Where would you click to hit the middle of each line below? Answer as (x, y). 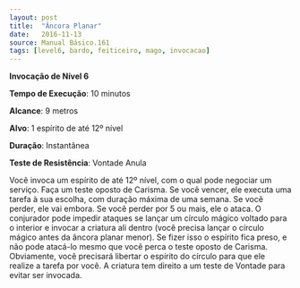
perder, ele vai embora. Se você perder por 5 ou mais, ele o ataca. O (135, 209)
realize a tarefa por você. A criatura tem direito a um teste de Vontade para (147, 266)
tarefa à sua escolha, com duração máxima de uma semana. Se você (137, 199)
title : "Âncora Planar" (56, 26)
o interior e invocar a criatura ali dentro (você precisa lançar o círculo (137, 228)
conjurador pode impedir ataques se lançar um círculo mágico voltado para (148, 218)
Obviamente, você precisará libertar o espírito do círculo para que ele (137, 257)
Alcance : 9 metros (44, 111)
